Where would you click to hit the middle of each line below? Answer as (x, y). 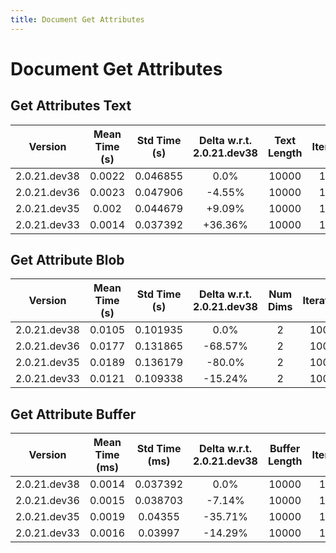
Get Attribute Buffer (73, 414)
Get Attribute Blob (67, 260)
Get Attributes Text (71, 106)
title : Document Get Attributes (77, 19)
